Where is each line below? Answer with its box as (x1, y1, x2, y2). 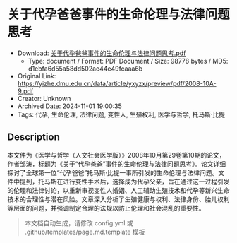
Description (7, 131, 60, 143)
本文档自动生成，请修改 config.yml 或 (24, 218, 134, 227)
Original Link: (17, 71, 56, 80)
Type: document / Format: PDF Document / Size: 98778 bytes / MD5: (28, 57, 229, 65)
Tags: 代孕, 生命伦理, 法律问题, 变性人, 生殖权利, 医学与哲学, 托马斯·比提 (17, 110, 226, 119)
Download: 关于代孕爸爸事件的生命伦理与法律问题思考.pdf (17, 49, 186, 57)
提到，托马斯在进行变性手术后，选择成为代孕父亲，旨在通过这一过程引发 (19, 177, 230, 186)
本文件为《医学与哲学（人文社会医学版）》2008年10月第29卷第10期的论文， (7, 150, 226, 159)
